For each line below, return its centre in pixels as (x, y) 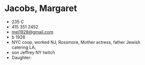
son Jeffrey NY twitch (33, 52)
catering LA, (24, 47)
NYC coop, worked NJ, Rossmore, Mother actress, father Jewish (76, 42)
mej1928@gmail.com (32, 32)
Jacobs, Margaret (41, 8)
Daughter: (22, 57)
